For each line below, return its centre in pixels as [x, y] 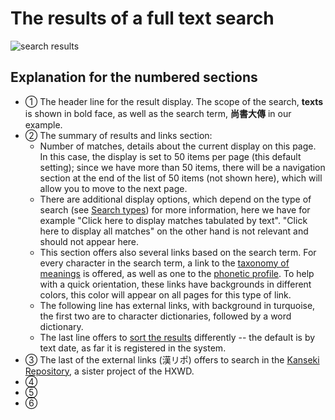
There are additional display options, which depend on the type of [175, 199]
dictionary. [61, 326]
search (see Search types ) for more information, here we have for [175, 209]
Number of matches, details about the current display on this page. [178, 146]
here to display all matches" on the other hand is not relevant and [174, 231]
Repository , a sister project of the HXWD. [109, 371]
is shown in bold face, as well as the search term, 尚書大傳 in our [158, 113]
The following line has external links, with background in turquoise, [177, 305]
